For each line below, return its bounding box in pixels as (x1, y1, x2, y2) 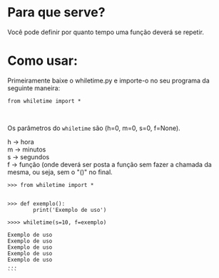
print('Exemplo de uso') (33, 206, 107, 213)
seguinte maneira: (7, 83, 61, 92)
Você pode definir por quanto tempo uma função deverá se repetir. (7, 28, 205, 36)
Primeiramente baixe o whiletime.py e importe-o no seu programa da (7, 76, 210, 85)
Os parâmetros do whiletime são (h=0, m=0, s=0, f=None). (7, 124, 180, 132)
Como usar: (7, 53, 78, 69)
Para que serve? (7, 4, 106, 21)
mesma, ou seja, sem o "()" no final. (7, 168, 113, 176)
